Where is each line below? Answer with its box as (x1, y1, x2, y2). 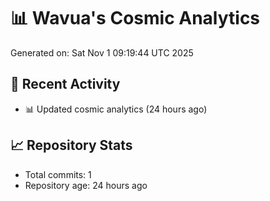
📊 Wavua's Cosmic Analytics (10, 7, 261, 30)
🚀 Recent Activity (10, 76, 121, 93)
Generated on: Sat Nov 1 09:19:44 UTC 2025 (10, 46, 194, 59)
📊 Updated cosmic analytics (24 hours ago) (24, 103, 208, 115)
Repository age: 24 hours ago (24, 179, 148, 191)
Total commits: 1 (24, 168, 92, 180)
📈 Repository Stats (10, 137, 133, 154)
